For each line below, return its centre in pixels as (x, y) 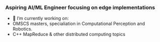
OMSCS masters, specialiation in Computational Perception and (79, 23)
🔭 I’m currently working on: (41, 18)
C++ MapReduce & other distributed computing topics (69, 34)
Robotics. (22, 29)
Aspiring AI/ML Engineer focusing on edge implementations (80, 7)
